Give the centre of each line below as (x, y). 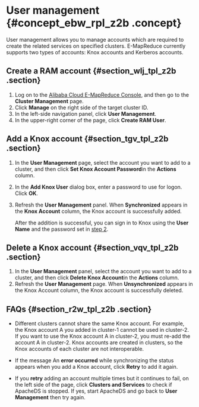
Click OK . (26, 193)
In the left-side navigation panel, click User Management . (85, 113)
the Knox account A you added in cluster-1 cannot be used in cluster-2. (102, 330)
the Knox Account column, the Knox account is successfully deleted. (99, 291)
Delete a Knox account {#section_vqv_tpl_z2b (93, 247)
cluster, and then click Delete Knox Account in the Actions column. (97, 277)
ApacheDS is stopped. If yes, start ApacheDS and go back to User (96, 391)
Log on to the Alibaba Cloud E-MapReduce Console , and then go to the (102, 95)
